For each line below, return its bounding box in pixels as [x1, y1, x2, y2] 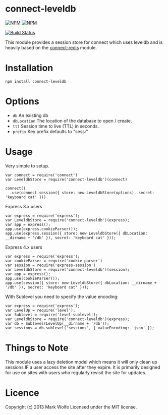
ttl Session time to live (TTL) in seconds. [12, 123, 99, 129]
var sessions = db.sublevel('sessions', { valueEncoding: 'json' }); [5, 325, 155, 330]
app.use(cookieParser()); [5, 276, 60, 281]
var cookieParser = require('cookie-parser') [5, 258, 102, 263]
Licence [5, 387, 39, 398]
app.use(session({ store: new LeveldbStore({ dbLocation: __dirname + [5, 280, 157, 285]
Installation [5, 63, 53, 74]
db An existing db [12, 112, 49, 118]
